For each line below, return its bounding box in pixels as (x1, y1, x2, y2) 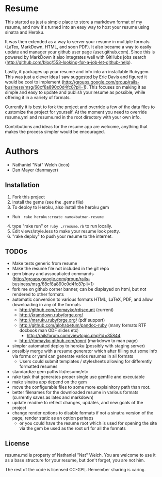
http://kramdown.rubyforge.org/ (19, 312, 83, 318)
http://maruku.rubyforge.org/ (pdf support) (19, 317, 105, 323)
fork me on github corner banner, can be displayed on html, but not (12, 286, 146, 292)
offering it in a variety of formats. (5, 94, 71, 100)
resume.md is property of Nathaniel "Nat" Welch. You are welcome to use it (5, 452, 156, 458)
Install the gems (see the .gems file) (12, 199, 84, 205)
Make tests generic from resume (12, 260, 78, 266)
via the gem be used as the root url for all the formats (19, 425, 126, 431)
